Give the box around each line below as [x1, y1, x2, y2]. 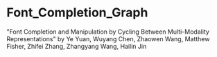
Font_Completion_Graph [6, 5, 148, 21]
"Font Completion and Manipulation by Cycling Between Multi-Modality [6, 27, 209, 36]
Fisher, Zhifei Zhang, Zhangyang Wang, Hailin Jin [6, 42, 147, 50]
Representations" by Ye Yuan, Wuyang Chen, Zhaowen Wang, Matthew [6, 34, 210, 43]
